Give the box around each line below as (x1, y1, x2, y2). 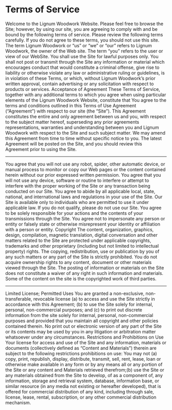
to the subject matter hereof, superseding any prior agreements (5, 119, 139, 125)
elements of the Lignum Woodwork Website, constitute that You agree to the (5, 97, 166, 103)
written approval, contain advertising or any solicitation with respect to (5, 81, 154, 87)
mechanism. (5, 399, 31, 405)
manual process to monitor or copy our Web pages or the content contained (5, 166, 166, 173)
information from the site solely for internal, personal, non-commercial (5, 312, 154, 318)
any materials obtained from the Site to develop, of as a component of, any (5, 372, 163, 378)
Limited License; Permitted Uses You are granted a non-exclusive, (5, 290, 145, 296)
